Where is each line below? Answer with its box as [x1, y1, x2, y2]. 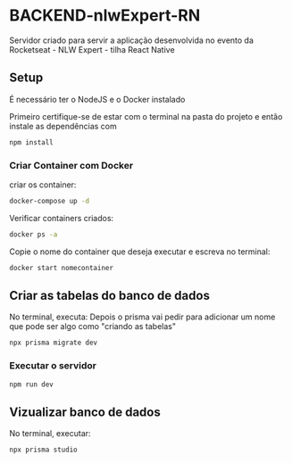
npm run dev [9, 380, 54, 389]
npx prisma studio [9, 445, 78, 455]
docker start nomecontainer [9, 263, 114, 272]
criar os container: [9, 179, 77, 190]
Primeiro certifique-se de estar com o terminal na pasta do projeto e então [9, 111, 283, 121]
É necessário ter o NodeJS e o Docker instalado [9, 94, 186, 104]
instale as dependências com [9, 120, 118, 131]
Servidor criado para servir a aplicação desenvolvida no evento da [9, 35, 254, 45]
